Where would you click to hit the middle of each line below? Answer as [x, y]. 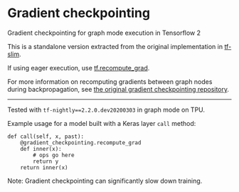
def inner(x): [41, 149]
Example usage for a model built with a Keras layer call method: [102, 123]
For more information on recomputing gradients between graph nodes [110, 81]
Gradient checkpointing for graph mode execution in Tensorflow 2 [104, 33]
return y [46, 161]
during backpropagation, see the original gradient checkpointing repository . [118, 89]
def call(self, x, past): [46, 137]
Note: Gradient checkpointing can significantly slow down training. [105, 181]
